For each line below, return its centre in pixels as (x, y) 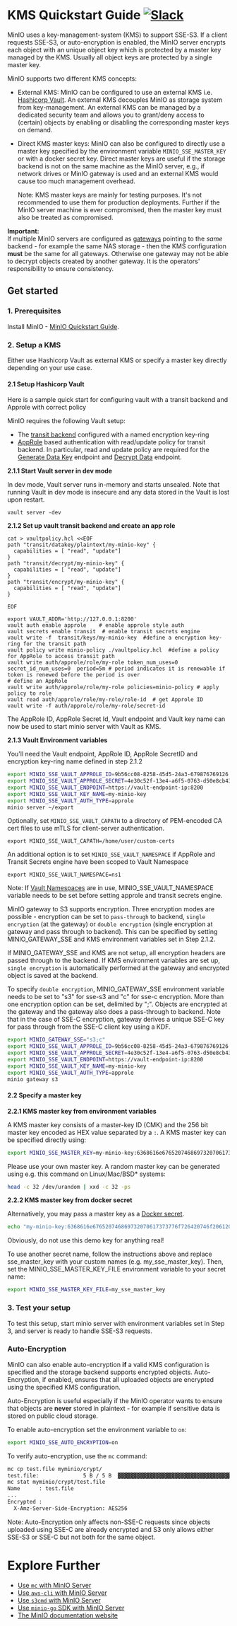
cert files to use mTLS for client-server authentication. (86, 829)
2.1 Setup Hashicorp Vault (46, 384)
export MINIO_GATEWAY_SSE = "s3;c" (56, 1040)
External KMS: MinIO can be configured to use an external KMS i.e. (115, 92)
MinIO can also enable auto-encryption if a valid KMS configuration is (109, 1364)
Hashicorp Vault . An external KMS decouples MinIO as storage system (120, 100)
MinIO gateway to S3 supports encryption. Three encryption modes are (111, 909)
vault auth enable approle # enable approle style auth (96, 625)
